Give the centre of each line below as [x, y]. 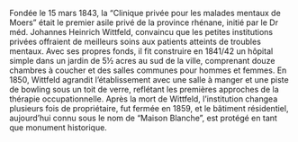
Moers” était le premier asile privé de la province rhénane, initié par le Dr [144, 22]
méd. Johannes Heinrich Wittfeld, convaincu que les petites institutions [141, 32]
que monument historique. [59, 128]
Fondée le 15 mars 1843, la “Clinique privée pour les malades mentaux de [145, 13]
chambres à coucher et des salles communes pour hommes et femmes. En [148, 70]
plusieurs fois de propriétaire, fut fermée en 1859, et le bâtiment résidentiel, [149, 108]
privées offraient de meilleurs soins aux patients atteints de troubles [135, 41]
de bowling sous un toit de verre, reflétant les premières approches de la [144, 89]
